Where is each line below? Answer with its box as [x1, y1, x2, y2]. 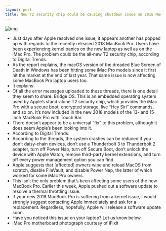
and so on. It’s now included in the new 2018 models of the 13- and [12, 109, 149, 115]
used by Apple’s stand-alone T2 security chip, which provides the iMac [12, 98, 157, 104]
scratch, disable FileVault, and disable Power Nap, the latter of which [12, 167, 152, 173]
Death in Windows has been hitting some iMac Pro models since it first [12, 67, 157, 73]
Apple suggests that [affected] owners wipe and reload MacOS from [12, 162, 152, 168]
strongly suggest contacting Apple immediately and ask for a [12, 199, 136, 205]
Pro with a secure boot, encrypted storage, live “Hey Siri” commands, [12, 104, 154, 110]
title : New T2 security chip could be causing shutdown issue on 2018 [5, 12, 154, 17]
